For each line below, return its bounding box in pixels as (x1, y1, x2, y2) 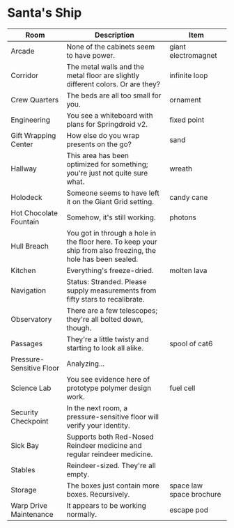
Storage (10, 485, 37, 495)
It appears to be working (65, 500, 146, 510)
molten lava (169, 265, 208, 275)
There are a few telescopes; (65, 305, 158, 315)
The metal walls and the (65, 61, 145, 71)
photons (169, 212, 197, 222)
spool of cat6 (169, 339, 213, 348)
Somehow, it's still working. (65, 212, 156, 222)
